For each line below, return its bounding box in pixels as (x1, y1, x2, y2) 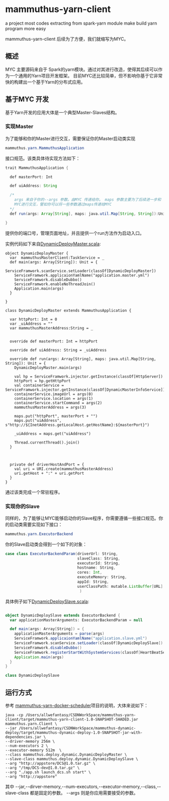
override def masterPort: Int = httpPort (10, 338, 98, 344)
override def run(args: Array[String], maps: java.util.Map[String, (10, 356, 156, 362)
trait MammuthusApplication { (5, 165, 69, 170)
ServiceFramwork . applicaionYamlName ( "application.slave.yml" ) (14, 636, 147, 641)
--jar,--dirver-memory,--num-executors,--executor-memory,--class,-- (15, 783, 161, 789)
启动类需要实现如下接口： (9, 521, 63, 527)
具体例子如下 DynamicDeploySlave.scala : (5, 598, 90, 604)
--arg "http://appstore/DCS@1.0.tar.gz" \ (5, 761, 96, 766)
